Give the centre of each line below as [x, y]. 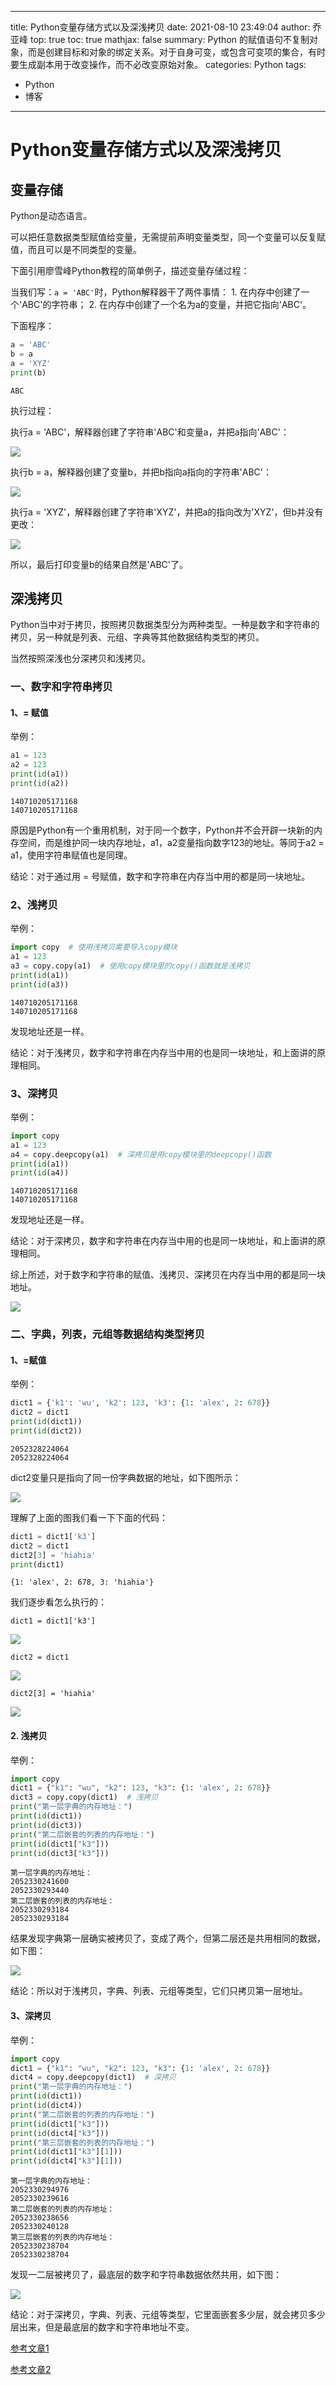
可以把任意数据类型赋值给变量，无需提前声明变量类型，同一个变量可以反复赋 [168, 237]
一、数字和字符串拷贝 [61, 687]
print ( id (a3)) [40, 984]
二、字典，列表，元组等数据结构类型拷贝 [107, 1334]
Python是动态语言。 [51, 215]
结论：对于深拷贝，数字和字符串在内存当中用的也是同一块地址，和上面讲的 [163, 1241]
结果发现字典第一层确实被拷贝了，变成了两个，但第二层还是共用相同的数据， [168, 1938]
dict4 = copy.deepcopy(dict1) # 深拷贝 [93, 2077]
